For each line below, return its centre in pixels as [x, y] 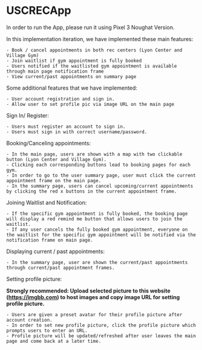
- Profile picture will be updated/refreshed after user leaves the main [101, 336]
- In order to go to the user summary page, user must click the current [101, 175]
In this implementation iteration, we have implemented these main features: [100, 39]
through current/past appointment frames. [60, 268]
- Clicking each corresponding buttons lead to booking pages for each [98, 165]
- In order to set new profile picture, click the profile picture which [101, 325]
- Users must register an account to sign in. [66, 127]
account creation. [29, 320]
